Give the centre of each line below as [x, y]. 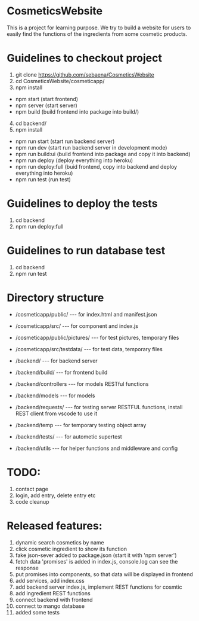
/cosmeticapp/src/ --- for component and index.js [77, 326]
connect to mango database [50, 606]
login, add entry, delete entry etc [55, 495]
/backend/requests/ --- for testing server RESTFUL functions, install [99, 407]
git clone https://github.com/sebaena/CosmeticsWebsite [85, 74]
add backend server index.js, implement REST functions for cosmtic [99, 587]
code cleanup [32, 501]
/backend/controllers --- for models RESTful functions [82, 383]
